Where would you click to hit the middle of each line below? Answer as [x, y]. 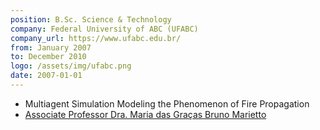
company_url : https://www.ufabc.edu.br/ [96, 38]
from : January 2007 [51, 47]
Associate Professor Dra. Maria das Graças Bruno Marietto [145, 114]
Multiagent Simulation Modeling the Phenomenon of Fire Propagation [167, 103]
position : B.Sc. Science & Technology [91, 19]
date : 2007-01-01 [46, 76]
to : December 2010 [48, 57]
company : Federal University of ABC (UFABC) [104, 29]
